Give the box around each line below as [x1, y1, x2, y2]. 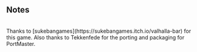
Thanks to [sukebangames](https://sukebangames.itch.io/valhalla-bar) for [6, 27, 192, 34]
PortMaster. [6, 40, 36, 47]
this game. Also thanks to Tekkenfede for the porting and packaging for [6, 33, 185, 41]
